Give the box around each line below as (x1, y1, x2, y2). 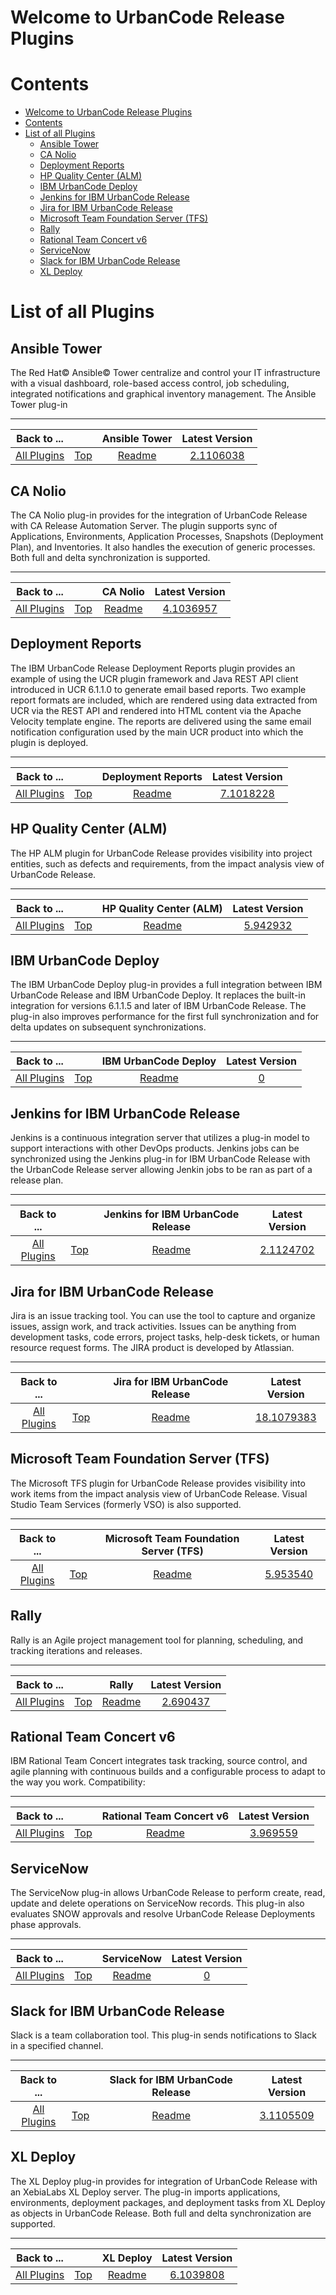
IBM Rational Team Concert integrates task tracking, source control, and (10, 1755, 308, 1767)
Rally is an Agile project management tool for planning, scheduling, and (10, 1634, 304, 1646)
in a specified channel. (10, 2040, 104, 2052)
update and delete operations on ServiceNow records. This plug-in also (10, 1897, 305, 1910)
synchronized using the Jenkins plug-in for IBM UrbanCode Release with (10, 1153, 311, 1165)
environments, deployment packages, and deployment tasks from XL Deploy (10, 2196, 326, 2208)
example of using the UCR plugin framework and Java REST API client (10, 672, 299, 685)
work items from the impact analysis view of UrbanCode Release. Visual (10, 1487, 308, 1500)
